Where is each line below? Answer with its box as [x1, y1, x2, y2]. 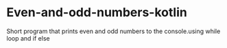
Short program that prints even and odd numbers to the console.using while [6, 27, 221, 35]
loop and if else [6, 34, 50, 42]
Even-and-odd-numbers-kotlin [6, 5, 188, 20]
